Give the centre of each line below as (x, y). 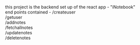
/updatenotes (19, 33)
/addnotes (15, 22)
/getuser (14, 17)
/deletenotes (18, 38)
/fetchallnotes (19, 28)
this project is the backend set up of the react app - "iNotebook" (70, 7)
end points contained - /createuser (41, 12)
